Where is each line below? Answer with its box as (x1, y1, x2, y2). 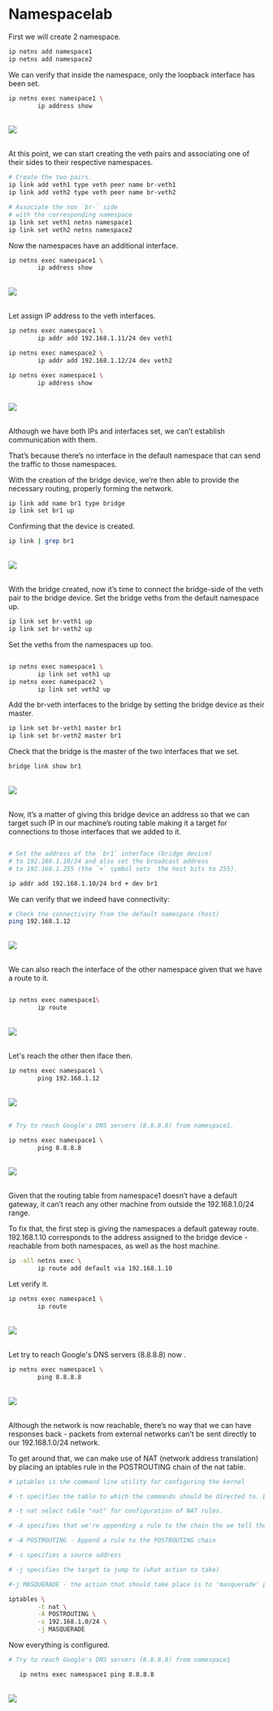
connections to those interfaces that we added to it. (8, 827, 181, 837)
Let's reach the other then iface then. (8, 1051, 133, 1061)
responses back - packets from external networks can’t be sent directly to (8, 1429, 257, 1439)
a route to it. (8, 973, 49, 983)
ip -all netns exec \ (8, 1257, 82, 1265)
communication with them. (8, 434, 97, 444)
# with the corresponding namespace (8, 211, 132, 219)
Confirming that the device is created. (8, 521, 136, 531)
